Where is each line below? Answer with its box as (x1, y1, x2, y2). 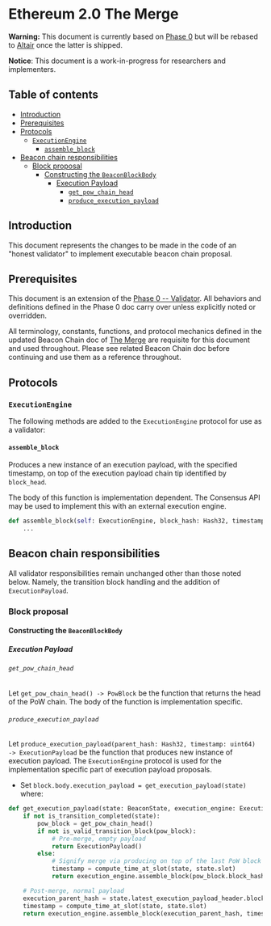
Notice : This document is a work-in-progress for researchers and (8, 56, 226, 66)
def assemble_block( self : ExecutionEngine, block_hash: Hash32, (8, 517, 229, 526)
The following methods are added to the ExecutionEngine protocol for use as (8, 416, 262, 426)
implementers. (8, 64, 56, 74)
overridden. (8, 311, 47, 320)
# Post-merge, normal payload (23, 886, 125, 894)
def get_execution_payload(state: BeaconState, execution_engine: (8, 805, 236, 813)
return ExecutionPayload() (51, 842, 143, 850)
